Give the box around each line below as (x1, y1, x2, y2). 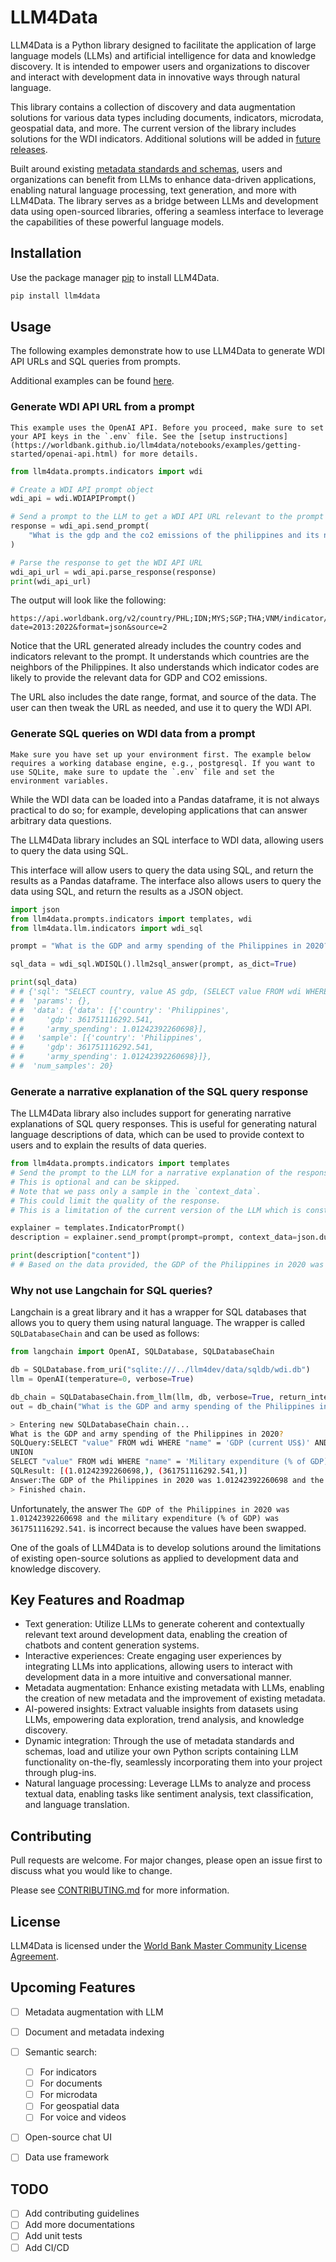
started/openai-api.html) (10, 449, 118, 459)
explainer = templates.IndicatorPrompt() (10, 1223, 186, 1233)
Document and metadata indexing (24, 2026, 165, 2038)
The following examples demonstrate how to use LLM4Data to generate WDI (10, 345, 326, 357)
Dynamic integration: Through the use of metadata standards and (24, 1735, 295, 1747)
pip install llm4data (10, 291, 101, 301)
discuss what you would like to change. (10, 1865, 173, 1877)
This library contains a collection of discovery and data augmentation (10, 101, 296, 113)
